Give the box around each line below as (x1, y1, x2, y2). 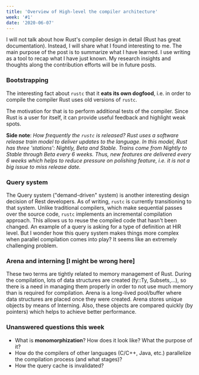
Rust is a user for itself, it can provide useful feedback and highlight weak (6, 114, 186, 121)
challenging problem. (6, 242, 58, 249)
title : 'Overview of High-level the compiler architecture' (6, 8, 159, 15)
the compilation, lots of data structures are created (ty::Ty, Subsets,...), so (6, 277, 187, 284)
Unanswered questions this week (6, 323, 105, 332)
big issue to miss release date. (6, 163, 81, 170)
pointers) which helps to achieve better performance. (6, 308, 137, 316)
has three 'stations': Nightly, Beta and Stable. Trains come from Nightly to (6, 144, 187, 152)
